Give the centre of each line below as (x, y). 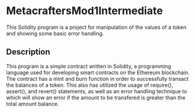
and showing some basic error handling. (55, 33)
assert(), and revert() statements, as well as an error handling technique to (97, 91)
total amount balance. (32, 104)
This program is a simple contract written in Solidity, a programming (89, 66)
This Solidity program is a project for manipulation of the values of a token (96, 27)
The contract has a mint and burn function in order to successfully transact (97, 78)
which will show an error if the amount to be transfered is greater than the (96, 97)
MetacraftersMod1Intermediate (84, 11)
